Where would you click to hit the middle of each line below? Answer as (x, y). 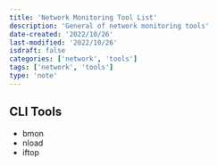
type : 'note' (33, 76)
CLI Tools (36, 112)
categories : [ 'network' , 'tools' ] (74, 59)
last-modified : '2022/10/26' (63, 42)
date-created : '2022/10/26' (62, 34)
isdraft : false (38, 51)
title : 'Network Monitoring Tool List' (83, 17)
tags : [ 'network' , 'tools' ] (62, 68)
